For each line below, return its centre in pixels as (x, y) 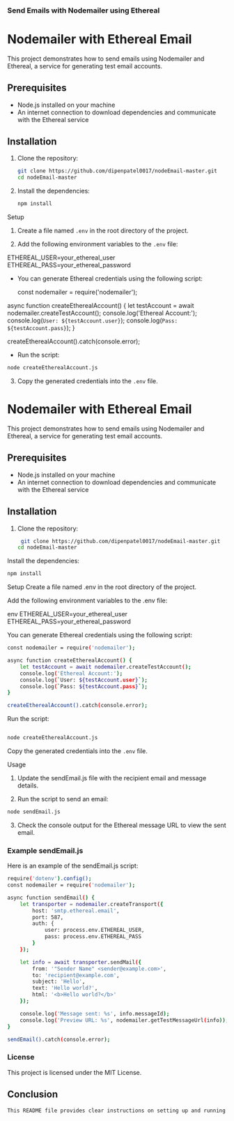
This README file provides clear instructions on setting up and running (117, 1111)
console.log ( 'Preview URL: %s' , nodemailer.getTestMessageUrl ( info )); (124, 1020)
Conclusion (33, 1094)
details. (28, 786)
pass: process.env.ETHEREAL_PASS (93, 937)
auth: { (43, 923)
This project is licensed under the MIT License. (75, 1072)
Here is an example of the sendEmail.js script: (73, 866)
